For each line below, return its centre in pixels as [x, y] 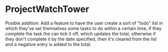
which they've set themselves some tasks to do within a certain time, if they [83, 28]
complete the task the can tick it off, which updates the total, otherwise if [80, 33]
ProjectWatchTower [47, 9]
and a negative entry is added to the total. [48, 44]
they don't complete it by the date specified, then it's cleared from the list [81, 39]
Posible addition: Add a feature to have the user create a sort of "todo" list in [84, 23]
